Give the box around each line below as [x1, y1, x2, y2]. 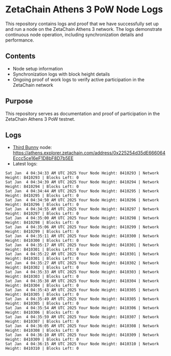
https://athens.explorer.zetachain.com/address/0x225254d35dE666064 [12, 150, 165, 156]
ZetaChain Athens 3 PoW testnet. [5, 116, 75, 122]
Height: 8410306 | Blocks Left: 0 [5, 310, 79, 315]
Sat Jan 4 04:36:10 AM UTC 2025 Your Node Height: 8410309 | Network [5, 332, 159, 338]
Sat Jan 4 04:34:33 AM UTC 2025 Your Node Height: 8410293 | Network [5, 171, 159, 176]
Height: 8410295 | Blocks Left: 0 [5, 193, 79, 198]
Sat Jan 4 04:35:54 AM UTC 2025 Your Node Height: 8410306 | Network [5, 306, 159, 311]
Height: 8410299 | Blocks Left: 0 [5, 229, 79, 234]
